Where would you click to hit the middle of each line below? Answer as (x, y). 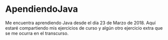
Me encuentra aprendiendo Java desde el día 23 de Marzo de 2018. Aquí (80, 23)
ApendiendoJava (42, 9)
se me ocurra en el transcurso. (37, 33)
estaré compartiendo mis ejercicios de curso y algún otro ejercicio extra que (84, 28)
